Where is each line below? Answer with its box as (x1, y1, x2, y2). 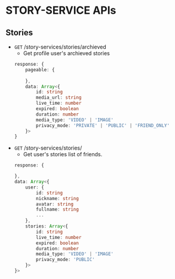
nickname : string (36, 195, 79, 201)
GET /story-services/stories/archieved (14, 43, 107, 50)
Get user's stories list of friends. (23, 151, 103, 158)
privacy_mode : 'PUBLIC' (36, 257, 95, 263)
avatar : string (36, 201, 74, 207)
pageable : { (25, 66, 55, 72)
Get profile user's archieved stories (23, 50, 110, 57)
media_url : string (36, 95, 82, 101)
